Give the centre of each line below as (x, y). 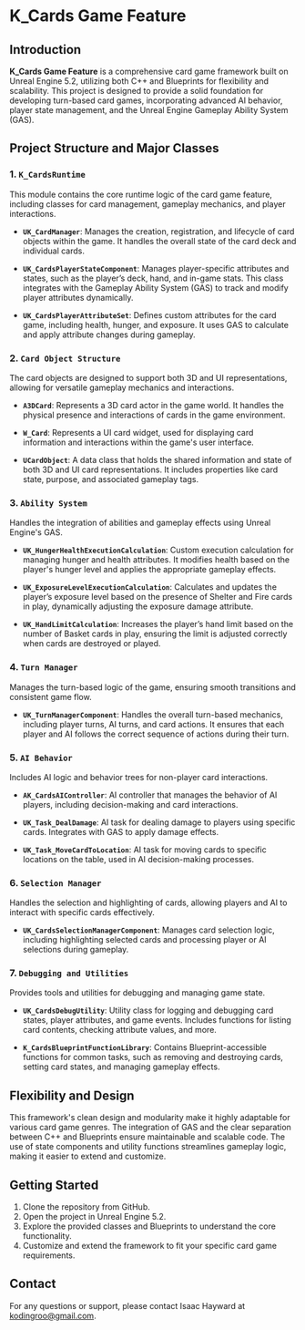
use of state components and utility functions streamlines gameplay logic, (148, 1147)
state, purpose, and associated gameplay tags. (110, 479)
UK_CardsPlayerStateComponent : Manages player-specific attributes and (156, 268)
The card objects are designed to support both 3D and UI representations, (148, 377)
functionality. (47, 1236)
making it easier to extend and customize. (88, 1156)
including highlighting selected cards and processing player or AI (144, 940)
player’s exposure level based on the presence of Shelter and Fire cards (158, 597)
